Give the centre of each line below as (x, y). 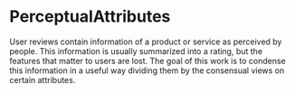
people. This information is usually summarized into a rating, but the (136, 51)
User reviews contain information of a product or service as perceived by (146, 42)
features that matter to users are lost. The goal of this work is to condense (148, 60)
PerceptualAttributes (90, 17)
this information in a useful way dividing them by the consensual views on (147, 70)
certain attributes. (43, 79)
